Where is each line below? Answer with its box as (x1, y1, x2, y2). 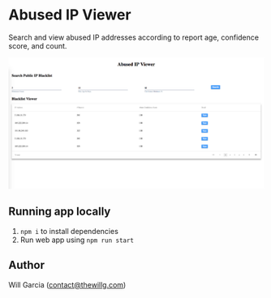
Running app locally (8, 205, 111, 219)
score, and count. (8, 40, 67, 50)
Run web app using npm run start (19, 235, 135, 245)
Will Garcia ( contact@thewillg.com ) (8, 279, 127, 289)
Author (8, 258, 45, 272)
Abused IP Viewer (8, 6, 131, 24)
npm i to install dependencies (19, 226, 119, 236)
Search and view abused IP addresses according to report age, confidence (8, 32, 260, 42)
